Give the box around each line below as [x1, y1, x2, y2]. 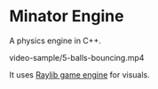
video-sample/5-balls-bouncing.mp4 [9, 52, 145, 63]
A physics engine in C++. [9, 35, 102, 46]
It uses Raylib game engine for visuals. [9, 69, 151, 80]
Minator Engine [9, 6, 124, 26]
